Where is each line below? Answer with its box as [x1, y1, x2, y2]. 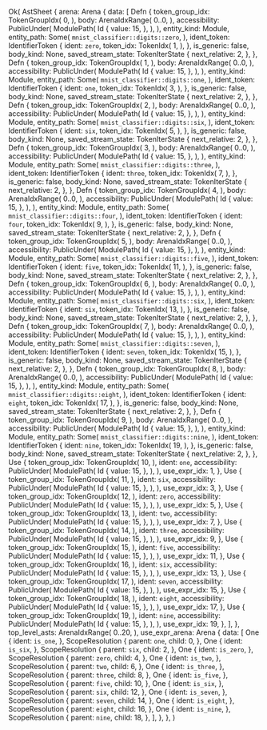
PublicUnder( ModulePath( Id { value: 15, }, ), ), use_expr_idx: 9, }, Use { [8, 534, 244, 543]
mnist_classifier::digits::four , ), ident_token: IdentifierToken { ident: [8, 211, 243, 220]
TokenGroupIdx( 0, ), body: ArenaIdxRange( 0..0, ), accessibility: [8, 15, 220, 25]
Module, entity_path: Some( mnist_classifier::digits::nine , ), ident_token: [8, 432, 259, 441]
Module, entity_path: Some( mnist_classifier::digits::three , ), [8, 160, 221, 169]
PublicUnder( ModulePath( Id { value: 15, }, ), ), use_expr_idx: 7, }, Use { [8, 517, 242, 527]
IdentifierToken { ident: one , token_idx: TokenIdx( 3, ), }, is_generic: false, [8, 83, 247, 93]
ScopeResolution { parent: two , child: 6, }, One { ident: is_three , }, [8, 662, 225, 671]
